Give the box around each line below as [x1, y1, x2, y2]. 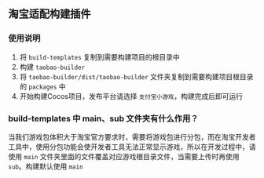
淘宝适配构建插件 [8, 7, 91, 21]
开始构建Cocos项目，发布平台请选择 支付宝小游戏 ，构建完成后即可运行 [19, 91, 244, 100]
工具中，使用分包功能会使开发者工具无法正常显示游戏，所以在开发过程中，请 [8, 142, 256, 151]
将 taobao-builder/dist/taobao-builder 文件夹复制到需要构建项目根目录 [19, 71, 254, 81]
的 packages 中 [19, 82, 66, 91]
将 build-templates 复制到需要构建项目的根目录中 [19, 52, 181, 61]
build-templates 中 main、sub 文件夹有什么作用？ [8, 113, 199, 124]
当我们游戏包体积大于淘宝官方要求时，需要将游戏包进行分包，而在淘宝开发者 [8, 132, 256, 141]
